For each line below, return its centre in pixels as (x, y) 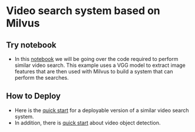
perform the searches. (42, 78)
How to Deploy (33, 96)
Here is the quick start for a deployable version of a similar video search (102, 110)
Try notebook (31, 45)
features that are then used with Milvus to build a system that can (94, 71)
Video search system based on (83, 11)
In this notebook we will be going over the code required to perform (96, 59)
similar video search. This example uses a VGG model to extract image (100, 65)
